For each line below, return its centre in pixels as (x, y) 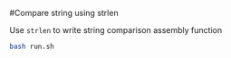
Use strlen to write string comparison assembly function (116, 30)
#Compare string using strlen (64, 13)
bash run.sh (32, 46)
